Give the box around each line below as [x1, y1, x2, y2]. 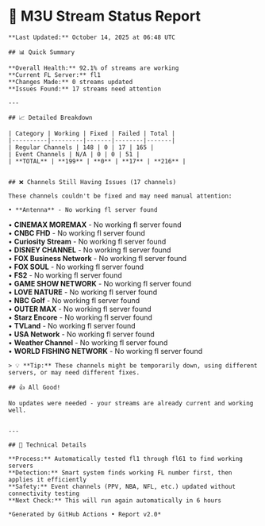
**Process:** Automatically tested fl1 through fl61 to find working [8, 455, 244, 463]
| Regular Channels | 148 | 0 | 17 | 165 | [8, 143, 155, 152]
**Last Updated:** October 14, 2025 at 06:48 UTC [8, 33, 176, 41]
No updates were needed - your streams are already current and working [8, 399, 254, 407]
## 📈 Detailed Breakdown [8, 113, 93, 121]
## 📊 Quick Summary [8, 48, 75, 56]
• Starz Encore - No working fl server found [8, 313, 153, 322]
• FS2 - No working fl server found [8, 270, 122, 280]
